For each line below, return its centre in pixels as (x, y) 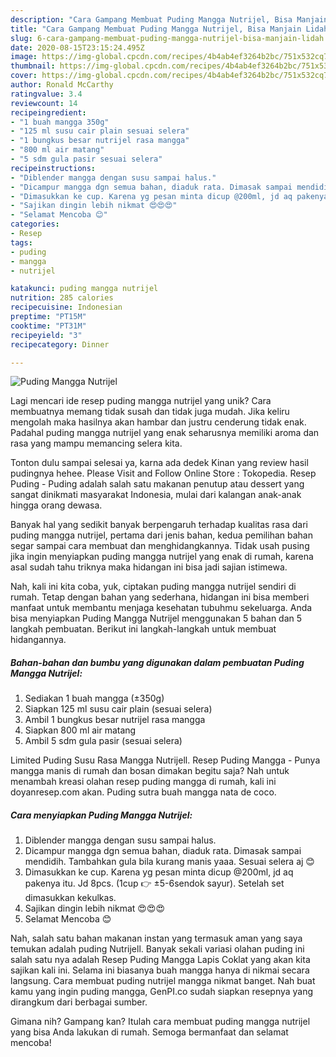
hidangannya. (38, 640)
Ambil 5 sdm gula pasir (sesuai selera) (103, 741)
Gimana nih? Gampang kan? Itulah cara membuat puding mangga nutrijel (160, 1022)
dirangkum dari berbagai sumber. (79, 1002)
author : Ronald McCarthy (62, 85)
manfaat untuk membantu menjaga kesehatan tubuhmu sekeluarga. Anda (161, 608)
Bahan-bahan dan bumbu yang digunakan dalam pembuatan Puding (157, 662)
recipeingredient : (48, 112)
